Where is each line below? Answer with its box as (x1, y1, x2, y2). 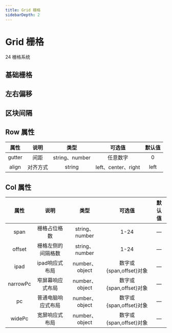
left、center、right (95, 164, 140, 171)
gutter (8, 154, 23, 161)
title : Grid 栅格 (5, 7, 41, 13)
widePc (10, 315, 29, 322)
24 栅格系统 (5, 54, 31, 60)
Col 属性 (5, 183, 32, 192)
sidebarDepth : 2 (5, 12, 40, 17)
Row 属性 (5, 128, 35, 136)
